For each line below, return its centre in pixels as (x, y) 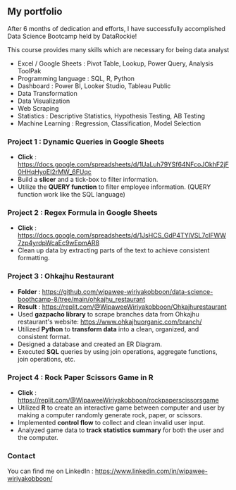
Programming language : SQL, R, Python (76, 78)
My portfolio (35, 12)
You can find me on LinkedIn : (50, 471)
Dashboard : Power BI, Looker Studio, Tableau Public (94, 86)
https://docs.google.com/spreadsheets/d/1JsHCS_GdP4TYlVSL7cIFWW (122, 235)
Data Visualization (44, 101)
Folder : (29, 291)
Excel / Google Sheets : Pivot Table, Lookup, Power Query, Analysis (115, 63)
